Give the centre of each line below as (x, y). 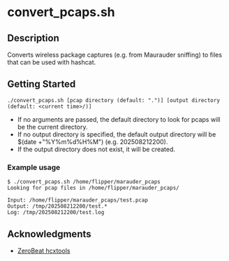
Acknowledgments (50, 234)
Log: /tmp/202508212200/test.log (56, 213)
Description (33, 38)
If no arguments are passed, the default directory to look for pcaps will (119, 119)
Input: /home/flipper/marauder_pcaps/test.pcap (78, 200)
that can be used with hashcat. (52, 62)
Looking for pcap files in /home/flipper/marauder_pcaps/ (93, 188)
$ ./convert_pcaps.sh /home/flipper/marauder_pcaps (84, 182)
